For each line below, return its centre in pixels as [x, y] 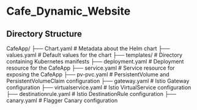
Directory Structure [44, 34]
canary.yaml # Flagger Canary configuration [62, 100]
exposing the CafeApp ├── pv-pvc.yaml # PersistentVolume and [88, 74]
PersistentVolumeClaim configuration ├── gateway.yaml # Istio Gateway [98, 81]
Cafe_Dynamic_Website [69, 11]
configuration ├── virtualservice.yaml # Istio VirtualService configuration [99, 87]
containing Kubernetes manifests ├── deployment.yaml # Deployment [95, 61]
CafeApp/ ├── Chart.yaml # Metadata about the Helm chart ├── [88, 48]
